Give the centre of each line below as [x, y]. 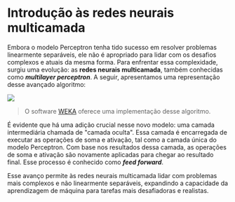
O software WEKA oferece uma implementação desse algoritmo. [117, 111]
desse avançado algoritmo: [47, 84]
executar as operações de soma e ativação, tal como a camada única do [112, 140]
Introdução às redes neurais [91, 13]
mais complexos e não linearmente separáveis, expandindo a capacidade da [118, 183]
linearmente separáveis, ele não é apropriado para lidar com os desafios [112, 55]
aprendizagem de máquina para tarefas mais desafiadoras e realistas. [108, 190]
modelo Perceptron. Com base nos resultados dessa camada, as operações [117, 147]
